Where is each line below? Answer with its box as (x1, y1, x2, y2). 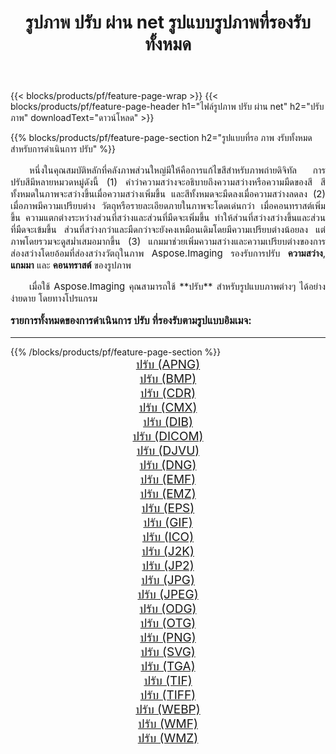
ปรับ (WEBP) (135, 701, 201, 717)
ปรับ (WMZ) (137, 730, 199, 746)
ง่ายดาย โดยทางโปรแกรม (10, 292, 98, 305)
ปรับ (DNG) (139, 457, 197, 473)
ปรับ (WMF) (138, 716, 198, 731)
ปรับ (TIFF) (139, 687, 197, 703)
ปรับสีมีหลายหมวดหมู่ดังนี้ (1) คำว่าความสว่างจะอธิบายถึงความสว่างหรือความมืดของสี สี (10, 176, 326, 189)
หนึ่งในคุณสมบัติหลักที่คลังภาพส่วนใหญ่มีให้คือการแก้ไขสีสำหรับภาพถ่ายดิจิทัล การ (29, 164, 326, 177)
